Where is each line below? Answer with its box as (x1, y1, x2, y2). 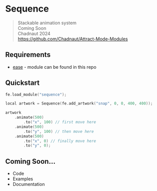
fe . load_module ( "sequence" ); (5, 92, 67, 97)
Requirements (5, 51, 51, 59)
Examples (12, 176, 33, 182)
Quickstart (5, 79, 40, 87)
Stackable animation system (17, 20, 77, 26)
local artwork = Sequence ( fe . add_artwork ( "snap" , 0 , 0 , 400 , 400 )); (5, 101, 153, 106)
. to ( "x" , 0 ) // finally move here (23, 138, 96, 144)
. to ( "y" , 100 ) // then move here (23, 129, 94, 134)
